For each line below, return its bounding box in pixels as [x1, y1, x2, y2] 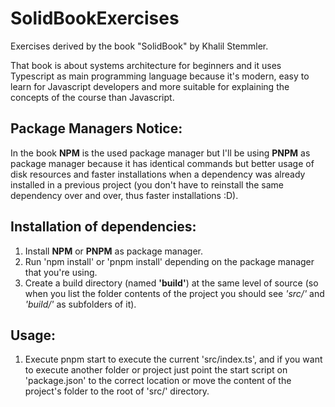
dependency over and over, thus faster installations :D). [10, 189, 239, 201]
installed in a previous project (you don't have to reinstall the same [10, 178, 285, 191]
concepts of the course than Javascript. [10, 91, 175, 103]
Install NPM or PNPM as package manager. [24, 245, 204, 257]
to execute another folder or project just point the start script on [24, 364, 288, 376]
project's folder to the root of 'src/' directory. [24, 385, 210, 397]
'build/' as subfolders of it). [24, 298, 137, 310]
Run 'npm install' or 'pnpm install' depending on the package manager [24, 255, 315, 267]
